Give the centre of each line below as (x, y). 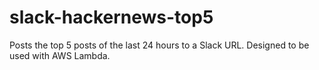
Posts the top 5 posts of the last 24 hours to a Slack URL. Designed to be (159, 45)
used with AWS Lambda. (60, 55)
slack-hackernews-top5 (111, 17)
